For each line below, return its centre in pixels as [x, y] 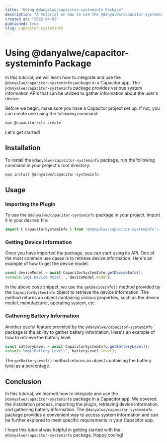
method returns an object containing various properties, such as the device [82, 298]
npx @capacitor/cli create [33, 123]
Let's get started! [23, 132]
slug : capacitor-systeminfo [34, 28]
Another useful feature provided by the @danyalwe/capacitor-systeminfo [79, 327]
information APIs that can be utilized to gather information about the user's [82, 93]
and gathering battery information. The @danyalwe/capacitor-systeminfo [79, 410]
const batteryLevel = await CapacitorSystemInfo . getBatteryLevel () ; [78, 346]
